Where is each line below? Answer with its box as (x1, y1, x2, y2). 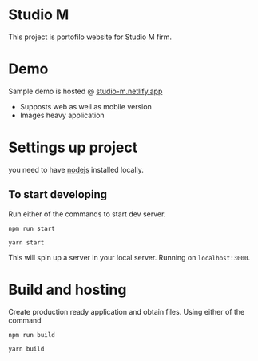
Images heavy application (19, 110, 105, 120)
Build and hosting (8, 280, 127, 299)
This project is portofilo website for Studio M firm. (8, 32, 173, 42)
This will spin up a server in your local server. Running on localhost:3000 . (8, 252, 251, 262)
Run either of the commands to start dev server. (8, 209, 166, 219)
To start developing (8, 188, 108, 201)
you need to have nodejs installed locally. (8, 165, 144, 174)
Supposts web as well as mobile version (19, 101, 152, 111)
